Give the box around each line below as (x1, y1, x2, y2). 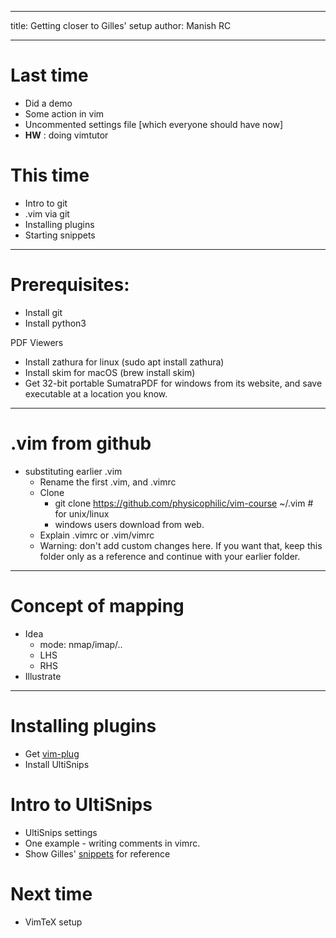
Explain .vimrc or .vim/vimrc (39, 529, 155, 541)
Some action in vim (24, 107, 105, 120)
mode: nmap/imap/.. (39, 638, 123, 650)
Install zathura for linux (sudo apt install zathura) (24, 356, 225, 368)
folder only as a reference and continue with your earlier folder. (39, 550, 301, 562)
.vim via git (24, 207, 70, 220)
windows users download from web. (54, 518, 205, 530)
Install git (24, 306, 63, 318)
